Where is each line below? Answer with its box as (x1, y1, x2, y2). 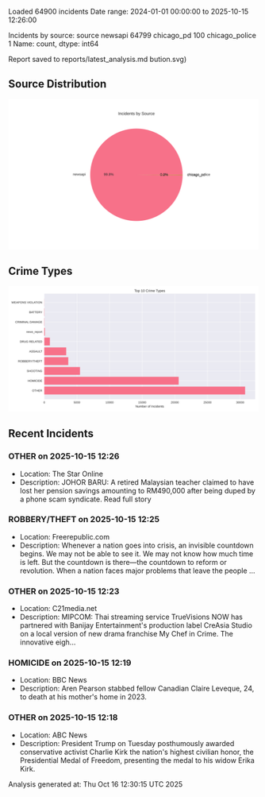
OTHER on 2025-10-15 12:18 (8, 712, 118, 723)
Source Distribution (8, 77, 107, 91)
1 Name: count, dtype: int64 (8, 39, 99, 48)
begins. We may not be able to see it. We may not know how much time (19, 548, 254, 559)
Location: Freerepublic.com (19, 532, 110, 541)
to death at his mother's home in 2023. (19, 692, 147, 702)
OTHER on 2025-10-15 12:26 (8, 451, 120, 462)
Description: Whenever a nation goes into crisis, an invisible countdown (19, 540, 254, 550)
